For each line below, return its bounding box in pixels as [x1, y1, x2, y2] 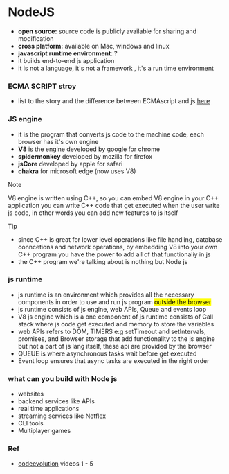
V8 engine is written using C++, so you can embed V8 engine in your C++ [8, 193, 219, 202]
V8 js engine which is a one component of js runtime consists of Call [17, 313, 214, 321]
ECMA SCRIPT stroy [8, 81, 77, 91]
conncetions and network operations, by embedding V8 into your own [17, 243, 218, 251]
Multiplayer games [17, 427, 71, 435]
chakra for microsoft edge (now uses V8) [17, 167, 136, 175]
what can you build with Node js [8, 374, 118, 383]
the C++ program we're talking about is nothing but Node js [17, 257, 188, 265]
